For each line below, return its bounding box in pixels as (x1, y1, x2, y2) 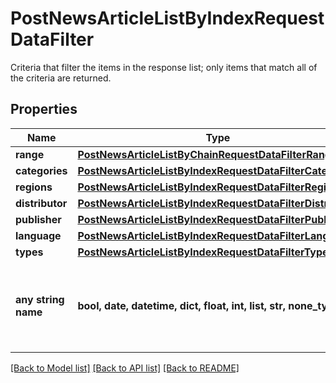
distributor (15, 196, 68, 210)
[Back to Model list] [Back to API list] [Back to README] (10, 362, 240, 374)
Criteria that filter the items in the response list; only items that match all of (10, 61, 318, 73)
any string (15, 292, 65, 306)
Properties (10, 101, 78, 118)
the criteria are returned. (10, 72, 112, 84)
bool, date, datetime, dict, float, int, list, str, (77, 298, 286, 312)
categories (15, 163, 68, 177)
